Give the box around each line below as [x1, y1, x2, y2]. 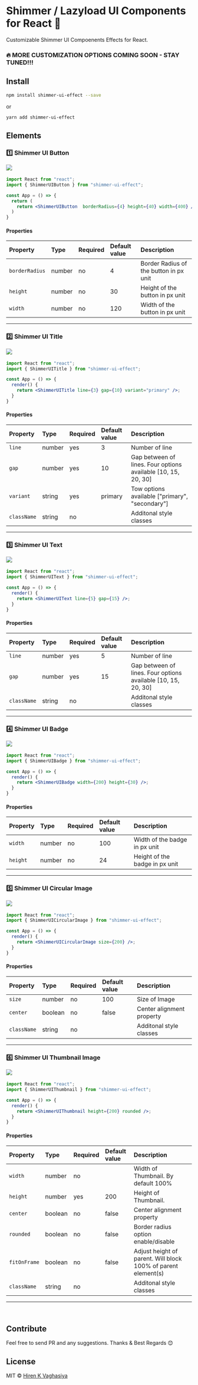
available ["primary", [130, 492, 189, 500]
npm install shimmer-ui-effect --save [6, 92, 101, 98]
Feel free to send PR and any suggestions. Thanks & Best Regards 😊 [6, 1340, 174, 1347]
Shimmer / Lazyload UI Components [6, 4, 186, 18]
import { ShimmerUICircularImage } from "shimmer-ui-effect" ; [6, 918, 162, 924]
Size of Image [137, 995, 175, 1003]
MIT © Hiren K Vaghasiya [6, 1372, 68, 1379]
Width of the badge [133, 836, 187, 844]
